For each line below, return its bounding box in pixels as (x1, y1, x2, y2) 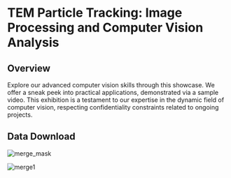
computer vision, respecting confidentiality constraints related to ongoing (7, 103, 219, 111)
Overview (7, 62, 51, 74)
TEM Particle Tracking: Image (7, 5, 183, 21)
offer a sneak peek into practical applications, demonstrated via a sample (7, 89, 219, 96)
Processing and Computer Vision (7, 20, 204, 36)
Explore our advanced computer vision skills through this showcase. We (7, 81, 215, 89)
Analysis (7, 35, 59, 50)
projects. (7, 110, 33, 119)
